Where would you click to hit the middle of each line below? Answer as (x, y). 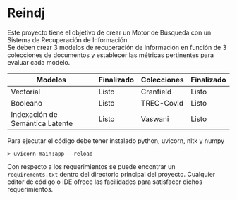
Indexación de (34, 114)
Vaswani (155, 119)
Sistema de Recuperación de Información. (68, 39)
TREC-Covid (162, 103)
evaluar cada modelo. (39, 62)
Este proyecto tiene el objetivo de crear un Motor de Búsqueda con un (109, 32)
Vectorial (26, 92)
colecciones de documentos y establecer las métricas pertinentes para (110, 55)
